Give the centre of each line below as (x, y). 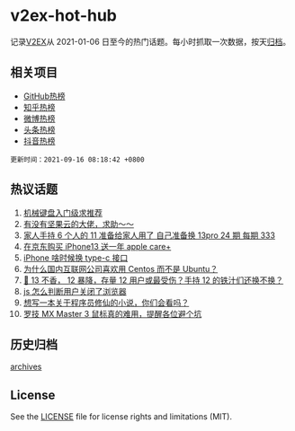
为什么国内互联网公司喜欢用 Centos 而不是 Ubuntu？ (121, 268)
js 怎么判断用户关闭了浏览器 (75, 291)
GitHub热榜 (44, 96)
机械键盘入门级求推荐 (63, 213)
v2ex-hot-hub (64, 16)
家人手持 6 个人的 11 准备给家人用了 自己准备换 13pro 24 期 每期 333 (149, 235)
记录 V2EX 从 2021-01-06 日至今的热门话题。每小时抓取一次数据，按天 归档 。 (151, 41)
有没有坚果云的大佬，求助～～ (78, 224)
